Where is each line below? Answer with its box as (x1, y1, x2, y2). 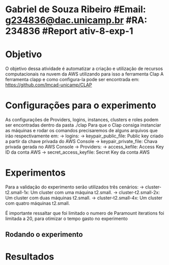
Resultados (5, 251, 54, 262)
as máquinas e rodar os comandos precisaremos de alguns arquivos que (5, 128, 158, 134)
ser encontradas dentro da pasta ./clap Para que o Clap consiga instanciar (5, 122, 161, 128)
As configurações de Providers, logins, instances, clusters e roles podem (5, 116, 159, 123)
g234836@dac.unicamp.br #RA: (5, 14, 148, 26)
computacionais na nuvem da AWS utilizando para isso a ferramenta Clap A (5, 71, 164, 77)
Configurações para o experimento (5, 100, 156, 111)
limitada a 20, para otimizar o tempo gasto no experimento (5, 215, 128, 222)
